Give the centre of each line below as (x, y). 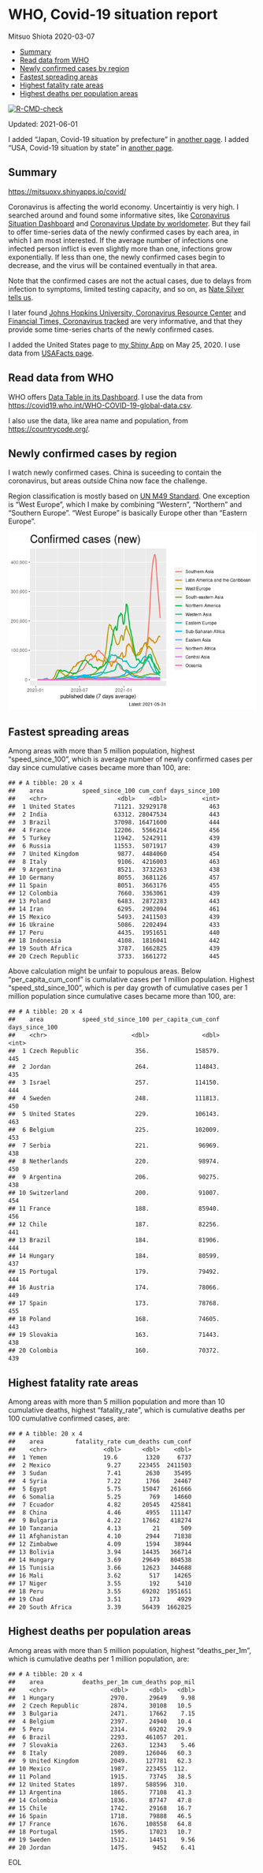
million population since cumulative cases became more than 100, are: (122, 996)
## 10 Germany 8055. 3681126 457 (114, 878)
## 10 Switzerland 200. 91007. (114, 1193)
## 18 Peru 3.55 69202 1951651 (100, 1592)
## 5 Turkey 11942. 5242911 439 (114, 838)
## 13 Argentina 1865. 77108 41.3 (100, 1792)
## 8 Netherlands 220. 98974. (114, 1162)
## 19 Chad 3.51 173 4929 (100, 1599)
